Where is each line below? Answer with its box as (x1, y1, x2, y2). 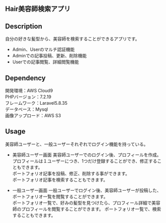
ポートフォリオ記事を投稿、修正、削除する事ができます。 (12, 170, 130, 176)
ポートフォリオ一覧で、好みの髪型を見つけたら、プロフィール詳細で (12, 200, 152, 206)
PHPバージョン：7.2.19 (5, 94, 51, 100)
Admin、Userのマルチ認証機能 (12, 46, 75, 52)
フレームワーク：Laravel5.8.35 (5, 100, 68, 106)
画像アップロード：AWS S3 (5, 113, 61, 119)
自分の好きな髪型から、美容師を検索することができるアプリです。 (5, 36, 140, 42)
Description (5, 22, 42, 30)
